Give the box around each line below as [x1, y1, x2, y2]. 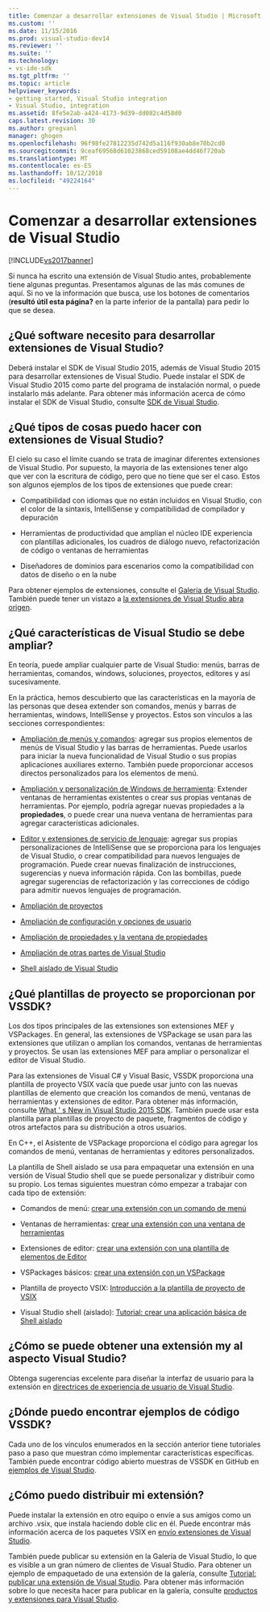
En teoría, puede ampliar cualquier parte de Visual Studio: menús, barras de [8, 660, 260, 670]
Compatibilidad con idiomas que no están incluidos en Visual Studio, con [19, 495, 262, 505]
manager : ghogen [8, 132, 63, 140]
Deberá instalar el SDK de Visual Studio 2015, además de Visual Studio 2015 [8, 362, 260, 372]
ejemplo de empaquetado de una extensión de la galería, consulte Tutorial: [8, 1568, 256, 1578]
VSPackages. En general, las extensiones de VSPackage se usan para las [8, 1029, 252, 1039]
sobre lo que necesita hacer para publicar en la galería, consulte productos [8, 1585, 258, 1595]
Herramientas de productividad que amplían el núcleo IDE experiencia [19, 528, 252, 538]
